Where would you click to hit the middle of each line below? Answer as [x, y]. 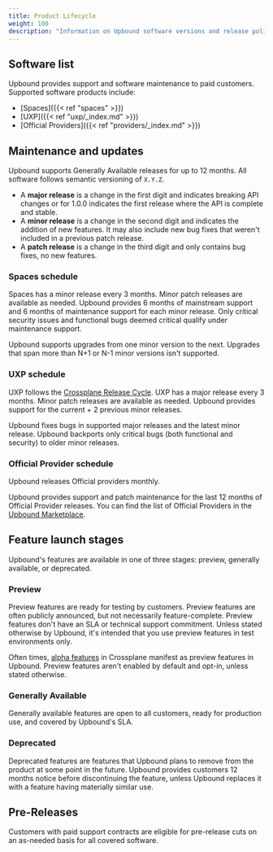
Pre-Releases [43, 812]
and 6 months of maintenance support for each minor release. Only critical [133, 312]
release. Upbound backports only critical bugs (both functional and [121, 434]
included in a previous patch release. [82, 238]
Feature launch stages [66, 540]
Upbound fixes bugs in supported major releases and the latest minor [125, 425]
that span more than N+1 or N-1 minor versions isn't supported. [114, 353]
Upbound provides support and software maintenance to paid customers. [131, 84]
